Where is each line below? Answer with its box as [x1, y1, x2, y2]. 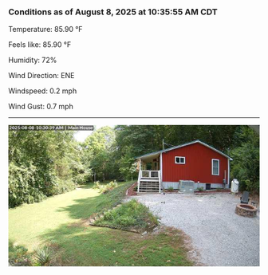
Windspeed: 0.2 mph [8, 86, 77, 96]
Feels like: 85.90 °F [8, 40, 72, 49]
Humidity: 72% [8, 55, 57, 65]
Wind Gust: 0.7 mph [8, 102, 73, 112]
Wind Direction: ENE [8, 71, 75, 81]
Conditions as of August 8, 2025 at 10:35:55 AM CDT [8, 6, 218, 18]
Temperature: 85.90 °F [8, 25, 83, 34]
